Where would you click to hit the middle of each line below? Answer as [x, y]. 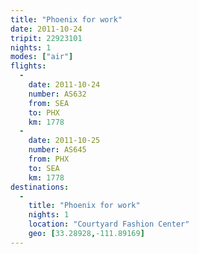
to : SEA [44, 168]
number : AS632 [57, 94]
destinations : [40, 187]
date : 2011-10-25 [64, 141]
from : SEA [49, 103]
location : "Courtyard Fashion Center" [109, 224]
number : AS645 [57, 150]
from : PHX [49, 159]
